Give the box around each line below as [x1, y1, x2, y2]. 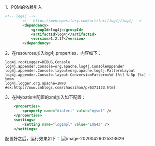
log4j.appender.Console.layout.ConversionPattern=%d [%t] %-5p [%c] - [5, 73, 151, 77]
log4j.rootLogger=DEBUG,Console [5, 60, 70, 65]
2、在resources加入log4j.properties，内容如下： [5, 50, 102, 56]
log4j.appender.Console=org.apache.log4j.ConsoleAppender [5, 64, 124, 69]
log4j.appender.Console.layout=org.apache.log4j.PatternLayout [5, 68, 136, 73]
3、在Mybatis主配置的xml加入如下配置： [5, 94, 86, 100]
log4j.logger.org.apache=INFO [5, 81, 66, 86]
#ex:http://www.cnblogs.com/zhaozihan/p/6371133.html [5, 85, 116, 90]
